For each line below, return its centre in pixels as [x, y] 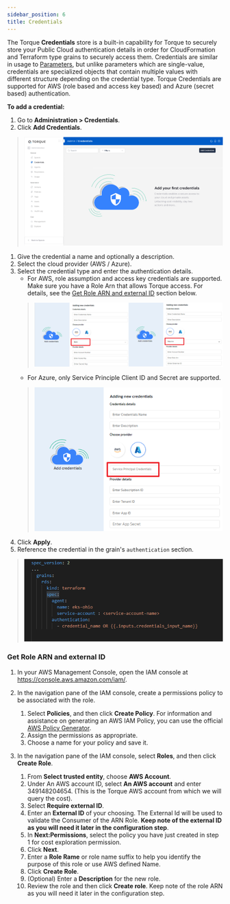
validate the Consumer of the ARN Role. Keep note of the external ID [125, 820]
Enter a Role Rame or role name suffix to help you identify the [114, 857]
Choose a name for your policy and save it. [88, 743]
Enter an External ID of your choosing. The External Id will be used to [125, 813]
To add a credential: [36, 106]
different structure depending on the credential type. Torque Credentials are [114, 78]
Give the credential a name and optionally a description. [95, 256]
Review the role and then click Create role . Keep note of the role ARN [125, 885]
